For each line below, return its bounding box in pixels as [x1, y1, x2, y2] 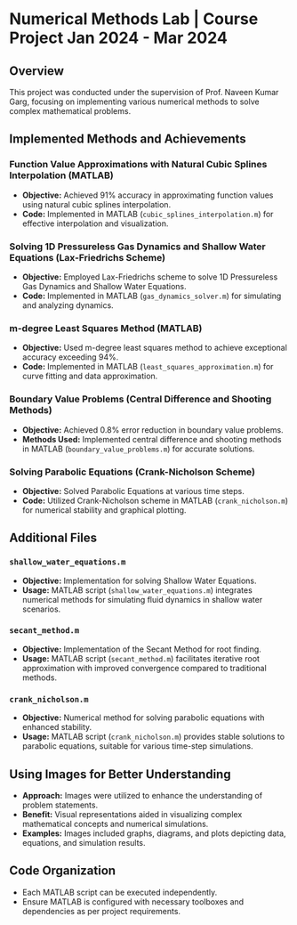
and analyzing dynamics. [21, 299, 114, 311]
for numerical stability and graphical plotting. [21, 504, 187, 515]
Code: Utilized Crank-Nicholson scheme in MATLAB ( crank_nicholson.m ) [21, 495, 289, 506]
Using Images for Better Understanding [9, 767, 231, 782]
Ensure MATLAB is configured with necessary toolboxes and [21, 896, 245, 907]
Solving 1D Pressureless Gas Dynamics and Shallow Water [9, 240, 266, 253]
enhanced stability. [21, 722, 92, 733]
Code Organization [9, 864, 116, 879]
